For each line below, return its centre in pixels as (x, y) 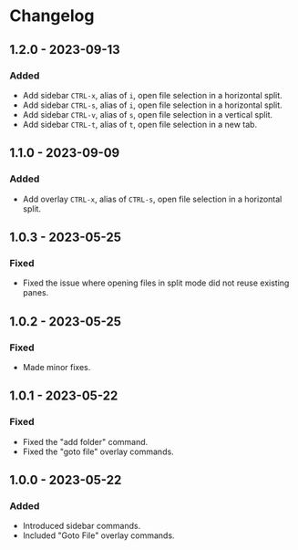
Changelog (52, 16)
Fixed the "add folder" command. (85, 441)
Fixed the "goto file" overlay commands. (98, 451)
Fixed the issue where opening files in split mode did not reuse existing (156, 283)
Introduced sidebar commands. (82, 526)
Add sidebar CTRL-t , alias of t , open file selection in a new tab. (140, 124)
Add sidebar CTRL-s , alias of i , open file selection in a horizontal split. (152, 105)
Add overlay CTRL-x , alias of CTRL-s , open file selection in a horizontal (152, 199)
